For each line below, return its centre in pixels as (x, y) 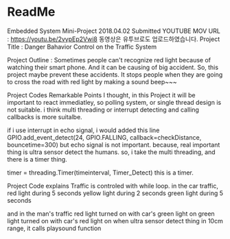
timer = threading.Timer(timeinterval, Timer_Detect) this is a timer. (101, 173)
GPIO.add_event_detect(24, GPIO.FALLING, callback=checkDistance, (104, 137)
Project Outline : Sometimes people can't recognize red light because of (109, 60)
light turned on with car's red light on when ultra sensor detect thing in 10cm (115, 221)
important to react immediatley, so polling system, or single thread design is (114, 102)
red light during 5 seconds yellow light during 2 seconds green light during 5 (115, 193)
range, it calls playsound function (54, 228)
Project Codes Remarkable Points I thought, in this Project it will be (101, 95)
